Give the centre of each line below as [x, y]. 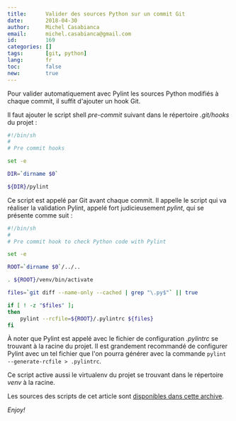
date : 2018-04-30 [43, 21]
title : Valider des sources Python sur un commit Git [96, 14]
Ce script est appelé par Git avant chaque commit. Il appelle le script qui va [117, 200]
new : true [33, 73]
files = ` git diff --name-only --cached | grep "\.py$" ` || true [103, 293]
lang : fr [30, 60]
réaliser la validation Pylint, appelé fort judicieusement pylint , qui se [106, 208]
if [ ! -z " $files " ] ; [41, 305]
